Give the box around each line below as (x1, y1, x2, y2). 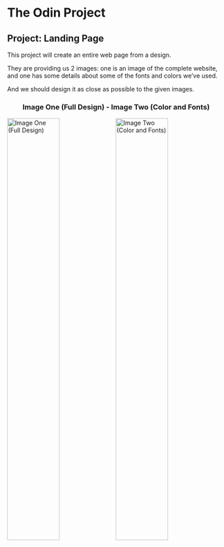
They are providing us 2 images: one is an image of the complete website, (7, 64, 218, 72)
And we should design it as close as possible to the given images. (7, 85, 195, 93)
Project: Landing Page (7, 33, 104, 44)
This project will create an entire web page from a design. (7, 51, 171, 59)
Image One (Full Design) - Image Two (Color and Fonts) (22, 102, 210, 111)
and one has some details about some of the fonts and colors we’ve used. (7, 71, 218, 80)
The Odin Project (7, 5, 106, 21)
